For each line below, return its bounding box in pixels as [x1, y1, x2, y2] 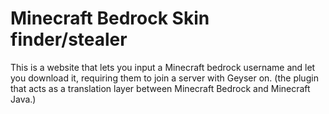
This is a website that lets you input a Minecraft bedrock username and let [10, 61, 316, 73]
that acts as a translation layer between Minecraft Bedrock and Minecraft [10, 82, 311, 94]
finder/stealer [10, 28, 128, 51]
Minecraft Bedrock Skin [10, 7, 210, 30]
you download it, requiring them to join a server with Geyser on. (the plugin [10, 72, 319, 84]
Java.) [10, 93, 37, 105]
